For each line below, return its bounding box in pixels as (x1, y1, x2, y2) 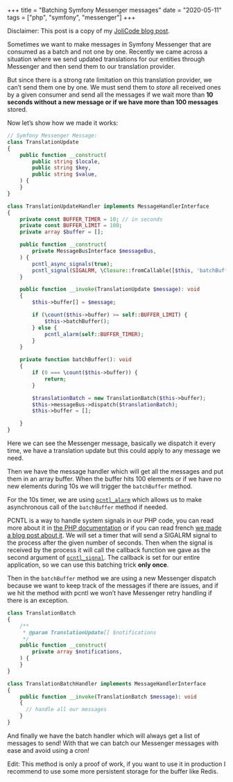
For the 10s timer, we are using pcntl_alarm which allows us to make (7, 496, 202, 504)
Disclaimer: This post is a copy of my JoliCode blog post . (7, 27, 170, 35)
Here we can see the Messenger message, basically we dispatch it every (7, 439, 216, 447)
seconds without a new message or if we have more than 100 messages (7, 98, 218, 106)
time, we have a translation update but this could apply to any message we (7, 447, 221, 454)
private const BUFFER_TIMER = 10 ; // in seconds (19, 215, 163, 223)
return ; (44, 375, 67, 383)
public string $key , (32, 165, 92, 172)
